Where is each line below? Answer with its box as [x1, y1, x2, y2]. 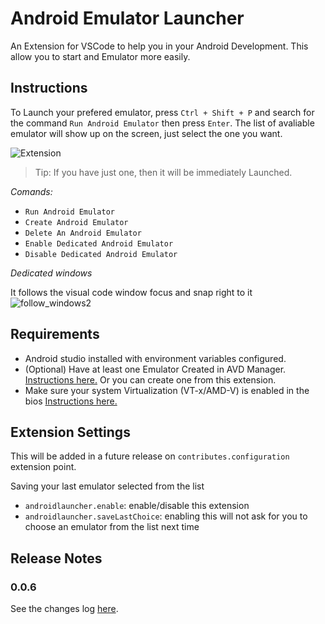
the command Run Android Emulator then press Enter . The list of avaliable [10, 117, 315, 129]
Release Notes [10, 550, 103, 567]
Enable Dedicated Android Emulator [24, 238, 174, 249]
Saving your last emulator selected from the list [10, 480, 205, 492]
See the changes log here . [10, 603, 119, 615]
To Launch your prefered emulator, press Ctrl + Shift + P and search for [10, 106, 315, 118]
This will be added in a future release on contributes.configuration [10, 450, 290, 462]
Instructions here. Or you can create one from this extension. [24, 373, 277, 386]
